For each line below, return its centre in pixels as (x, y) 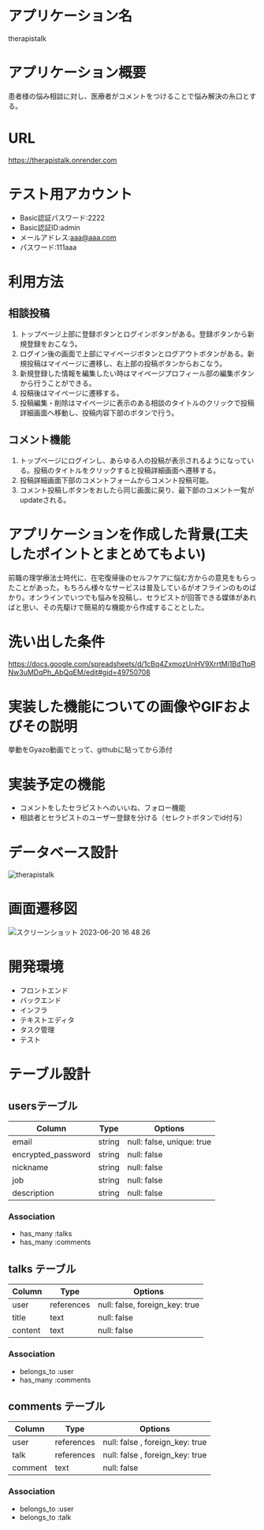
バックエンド (40, 1001)
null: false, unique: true (169, 1142)
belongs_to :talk (45, 1517)
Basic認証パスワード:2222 (62, 217)
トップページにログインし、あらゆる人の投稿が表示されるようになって (133, 460)
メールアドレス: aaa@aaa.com (68, 237)
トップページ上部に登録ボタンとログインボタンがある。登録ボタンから (134, 334)
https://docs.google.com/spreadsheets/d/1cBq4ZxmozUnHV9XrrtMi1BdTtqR (132, 664)
